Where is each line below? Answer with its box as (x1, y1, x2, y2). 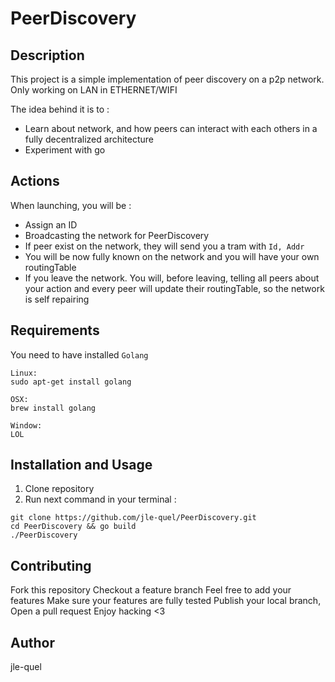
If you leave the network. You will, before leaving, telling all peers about (24, 272, 320, 284)
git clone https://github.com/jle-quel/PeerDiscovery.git (10, 513, 257, 523)
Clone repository (24, 483, 95, 495)
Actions (10, 173, 60, 190)
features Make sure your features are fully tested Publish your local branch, (10, 595, 322, 607)
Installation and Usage (10, 457, 153, 474)
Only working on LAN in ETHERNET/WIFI (10, 84, 178, 96)
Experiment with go (24, 144, 106, 156)
